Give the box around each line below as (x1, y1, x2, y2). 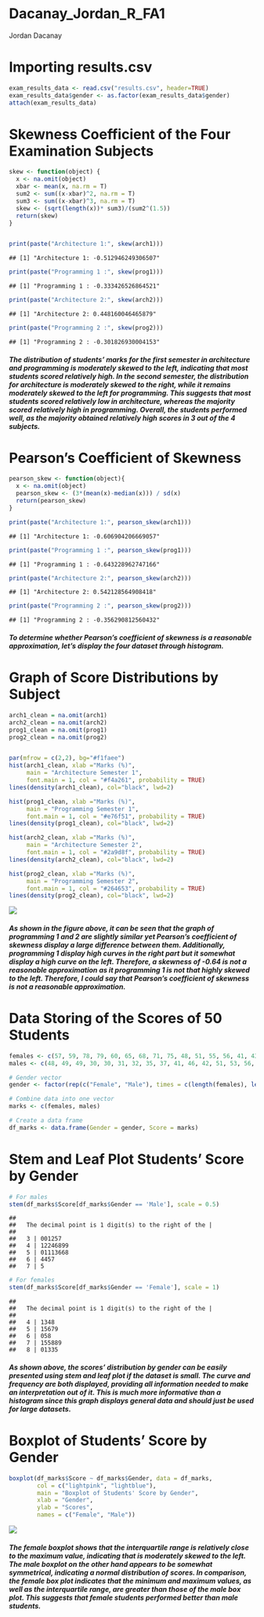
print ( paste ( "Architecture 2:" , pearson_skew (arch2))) (9, 574, 192, 582)
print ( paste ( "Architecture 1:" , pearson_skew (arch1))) (9, 518, 192, 526)
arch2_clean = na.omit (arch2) (9, 718, 108, 727)
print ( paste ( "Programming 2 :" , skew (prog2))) (9, 324, 164, 332)
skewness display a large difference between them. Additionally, (9, 940, 226, 949)
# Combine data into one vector (9, 1095, 114, 1103)
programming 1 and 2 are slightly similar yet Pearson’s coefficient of (9, 932, 237, 941)
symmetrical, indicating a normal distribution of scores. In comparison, (9, 1567, 247, 1577)
